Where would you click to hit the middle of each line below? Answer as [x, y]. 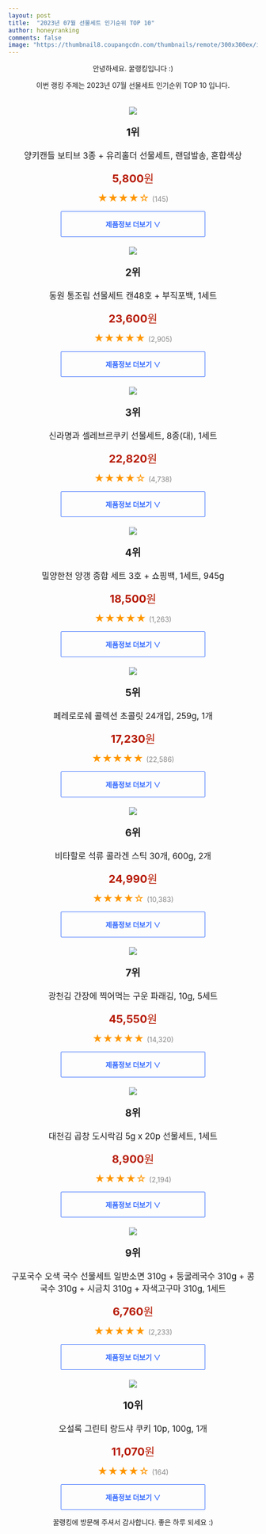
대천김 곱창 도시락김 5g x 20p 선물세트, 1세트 [133, 1136]
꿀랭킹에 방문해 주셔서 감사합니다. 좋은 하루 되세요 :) [133, 1522]
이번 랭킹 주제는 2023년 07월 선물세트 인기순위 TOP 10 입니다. [133, 86]
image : [19, 45]
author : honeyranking [44, 30]
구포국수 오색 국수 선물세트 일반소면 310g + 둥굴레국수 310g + [128, 1277]
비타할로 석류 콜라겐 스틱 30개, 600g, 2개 [133, 856]
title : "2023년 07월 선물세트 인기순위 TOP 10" [82, 23]
